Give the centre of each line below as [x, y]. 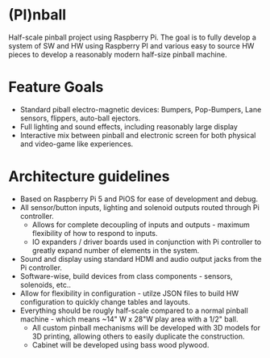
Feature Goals [56, 87]
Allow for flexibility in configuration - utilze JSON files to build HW [129, 293]
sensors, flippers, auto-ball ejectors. [80, 118]
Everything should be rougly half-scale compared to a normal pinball [134, 310]
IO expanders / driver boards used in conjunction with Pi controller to [147, 242]
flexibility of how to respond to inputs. [95, 233]
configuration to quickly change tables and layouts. [105, 301]
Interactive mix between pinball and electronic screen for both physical [138, 135]
